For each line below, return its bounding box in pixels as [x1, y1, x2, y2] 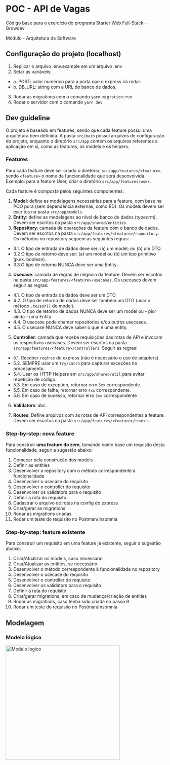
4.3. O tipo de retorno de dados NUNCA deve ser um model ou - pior [13, 308, 156, 314]
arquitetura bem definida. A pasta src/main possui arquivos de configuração [6, 132, 165, 138]
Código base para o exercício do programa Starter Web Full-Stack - [6, 20, 147, 26]
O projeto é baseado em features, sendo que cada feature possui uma [6, 127, 152, 133]
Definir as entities [13, 462, 50, 468]
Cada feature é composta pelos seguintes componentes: [6, 188, 124, 194]
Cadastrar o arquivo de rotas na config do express [13, 500, 118, 506]
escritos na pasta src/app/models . [13, 208, 84, 214]
